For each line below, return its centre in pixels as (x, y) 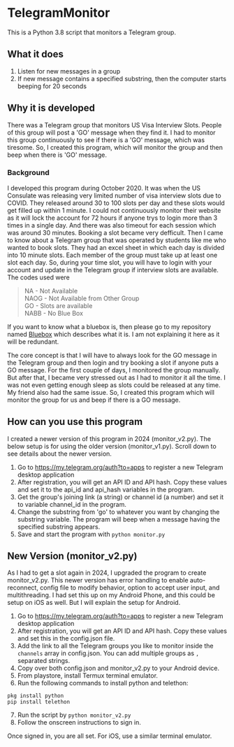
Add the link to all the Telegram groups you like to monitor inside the (115, 646)
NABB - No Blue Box (54, 313)
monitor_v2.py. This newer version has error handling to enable (98, 580)
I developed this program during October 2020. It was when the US (104, 188)
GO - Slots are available (58, 305)
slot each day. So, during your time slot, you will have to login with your (110, 262)
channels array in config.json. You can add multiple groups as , (108, 653)
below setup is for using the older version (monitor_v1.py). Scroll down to (112, 446)
